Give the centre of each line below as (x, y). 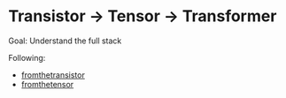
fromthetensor (47, 84)
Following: (27, 57)
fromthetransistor (53, 75)
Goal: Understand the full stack (65, 41)
